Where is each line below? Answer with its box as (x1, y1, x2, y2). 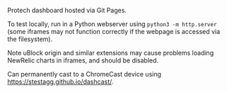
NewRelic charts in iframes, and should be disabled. (7, 56, 159, 65)
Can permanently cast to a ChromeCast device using (7, 70, 161, 78)
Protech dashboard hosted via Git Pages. (7, 6, 127, 14)
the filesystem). (7, 35, 53, 43)
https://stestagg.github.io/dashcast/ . (7, 77, 114, 86)
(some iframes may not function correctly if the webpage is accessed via (7, 28, 221, 35)
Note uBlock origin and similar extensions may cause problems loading (7, 49, 214, 57)
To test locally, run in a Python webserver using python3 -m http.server (7, 20, 217, 28)
